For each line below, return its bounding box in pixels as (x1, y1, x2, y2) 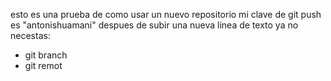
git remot (24, 60, 63, 71)
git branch (24, 49, 68, 61)
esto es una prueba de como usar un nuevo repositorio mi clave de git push (10, 9, 322, 20)
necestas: (10, 30, 51, 41)
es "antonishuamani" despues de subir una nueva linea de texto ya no (10, 19, 299, 31)
